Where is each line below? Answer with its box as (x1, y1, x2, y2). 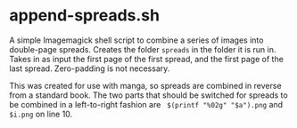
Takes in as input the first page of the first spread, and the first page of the (9, 53, 284, 64)
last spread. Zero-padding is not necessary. (9, 63, 170, 74)
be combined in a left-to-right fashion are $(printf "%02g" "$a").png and (9, 99, 284, 109)
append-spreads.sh (9, 5, 161, 26)
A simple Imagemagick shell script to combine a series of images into (9, 35, 264, 45)
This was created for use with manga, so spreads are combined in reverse (9, 80, 283, 91)
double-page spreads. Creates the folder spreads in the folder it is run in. (9, 44, 276, 54)
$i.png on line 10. (9, 108, 73, 119)
